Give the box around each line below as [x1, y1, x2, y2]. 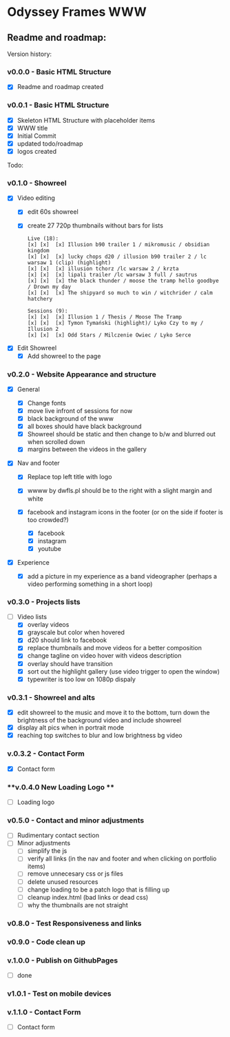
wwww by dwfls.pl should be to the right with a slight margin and [27, 487, 212, 495]
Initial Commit [17, 132, 56, 140]
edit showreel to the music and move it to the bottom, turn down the [17, 708, 210, 717]
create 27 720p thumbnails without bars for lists [27, 221, 164, 230]
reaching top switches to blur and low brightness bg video [17, 732, 182, 740]
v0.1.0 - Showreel [7, 178, 67, 188]
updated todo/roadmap [17, 139, 83, 148]
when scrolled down [27, 438, 85, 446]
